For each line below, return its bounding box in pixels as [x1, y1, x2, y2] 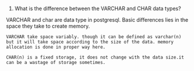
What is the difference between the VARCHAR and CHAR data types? [14, 5, 181, 12]
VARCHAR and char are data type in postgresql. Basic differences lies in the [6, 16, 189, 23]
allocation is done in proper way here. [6, 44, 106, 50]
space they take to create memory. [6, 23, 90, 29]
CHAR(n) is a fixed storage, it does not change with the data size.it [6, 55, 184, 60]
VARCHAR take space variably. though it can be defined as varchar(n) [6, 34, 182, 40]
